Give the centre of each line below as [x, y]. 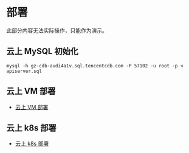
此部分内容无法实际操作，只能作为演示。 [57, 30]
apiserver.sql [24, 71]
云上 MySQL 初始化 [43, 51]
